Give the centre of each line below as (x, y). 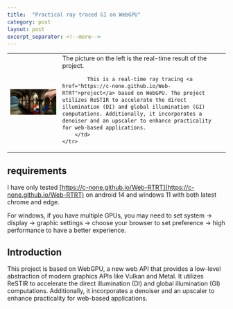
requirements (37, 171)
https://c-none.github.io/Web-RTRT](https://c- (128, 188)
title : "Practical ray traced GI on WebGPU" (74, 15)
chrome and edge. (34, 202)
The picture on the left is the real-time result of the (135, 58)
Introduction (35, 252)
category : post (29, 22)
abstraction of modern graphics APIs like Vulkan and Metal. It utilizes (105, 276)
